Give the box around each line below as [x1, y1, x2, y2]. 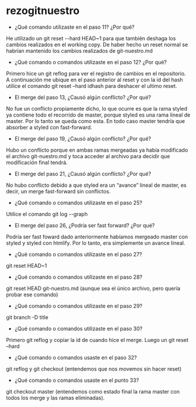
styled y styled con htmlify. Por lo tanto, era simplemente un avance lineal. [6, 239, 185, 247]
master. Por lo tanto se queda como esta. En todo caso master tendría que [6, 117, 185, 124]
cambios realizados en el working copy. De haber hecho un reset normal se [6, 41, 188, 48]
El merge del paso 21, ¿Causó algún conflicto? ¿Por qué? [14, 170, 152, 177]
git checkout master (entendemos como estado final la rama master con [6, 388, 180, 395]
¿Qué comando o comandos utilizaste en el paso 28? [14, 273, 143, 281]
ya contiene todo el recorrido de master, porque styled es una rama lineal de [6, 111, 191, 118]
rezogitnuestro [6, 4, 80, 18]
